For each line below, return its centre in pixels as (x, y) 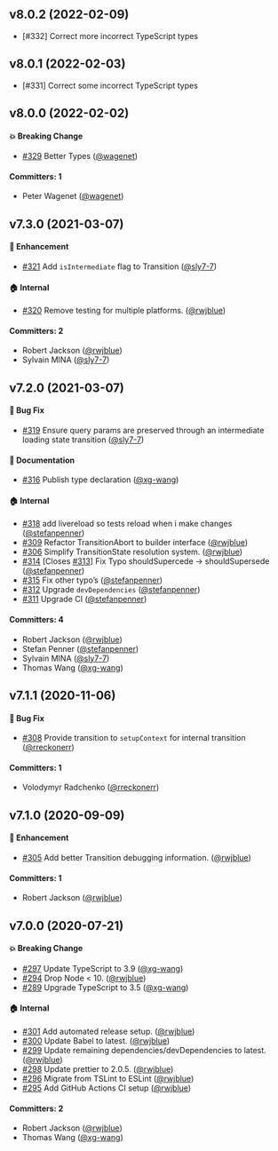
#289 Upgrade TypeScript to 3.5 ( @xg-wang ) (105, 987)
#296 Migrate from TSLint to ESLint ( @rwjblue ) (108, 1079)
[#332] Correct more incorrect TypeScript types (110, 36)
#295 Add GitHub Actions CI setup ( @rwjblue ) (107, 1088)
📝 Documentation (42, 460)
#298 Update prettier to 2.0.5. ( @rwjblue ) (98, 1069)
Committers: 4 (36, 620)
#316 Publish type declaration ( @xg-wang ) (100, 480)
